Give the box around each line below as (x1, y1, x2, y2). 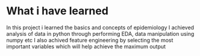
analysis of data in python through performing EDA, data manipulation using (6, 30, 195, 37)
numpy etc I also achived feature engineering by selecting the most (6, 36, 173, 43)
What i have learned (6, 4, 108, 18)
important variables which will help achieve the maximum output (6, 43, 166, 50)
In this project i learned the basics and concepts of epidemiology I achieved (6, 24, 195, 31)
